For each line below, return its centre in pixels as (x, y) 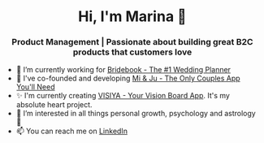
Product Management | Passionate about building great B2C (132, 42)
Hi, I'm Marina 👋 (132, 17)
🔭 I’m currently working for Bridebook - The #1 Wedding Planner (123, 70)
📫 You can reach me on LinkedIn (72, 131)
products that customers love (132, 52)
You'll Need (35, 87)
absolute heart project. (54, 105)
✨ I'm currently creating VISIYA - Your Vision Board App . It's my (123, 96)
